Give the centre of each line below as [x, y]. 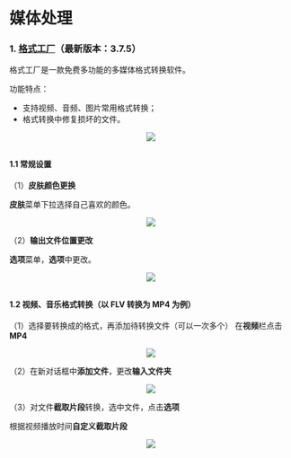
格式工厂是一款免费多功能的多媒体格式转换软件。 [100, 70]
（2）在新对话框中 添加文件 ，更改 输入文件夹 [91, 371]
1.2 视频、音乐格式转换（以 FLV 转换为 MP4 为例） [102, 304]
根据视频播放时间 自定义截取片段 [68, 427]
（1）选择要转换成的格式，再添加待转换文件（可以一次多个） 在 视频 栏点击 [146, 326]
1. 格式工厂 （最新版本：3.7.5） [75, 48]
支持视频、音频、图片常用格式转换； [89, 108]
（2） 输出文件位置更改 [51, 241]
